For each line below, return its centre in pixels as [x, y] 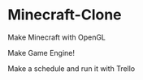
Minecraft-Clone [65, 15]
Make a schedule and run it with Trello [71, 68]
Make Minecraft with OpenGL [57, 37]
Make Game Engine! [41, 53]
